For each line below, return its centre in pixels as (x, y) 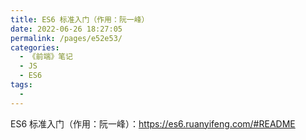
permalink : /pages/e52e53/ (66, 38)
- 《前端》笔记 (46, 57)
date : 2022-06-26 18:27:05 (66, 29)
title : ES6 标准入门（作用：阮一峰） (80, 19)
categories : (35, 47)
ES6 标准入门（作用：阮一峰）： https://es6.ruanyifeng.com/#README (153, 123)
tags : (21, 85)
